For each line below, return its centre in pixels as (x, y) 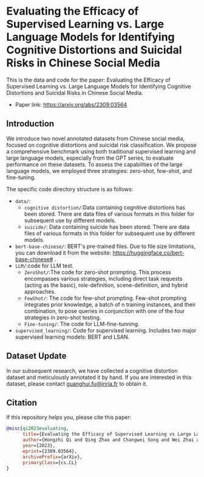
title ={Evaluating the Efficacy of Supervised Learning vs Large (107, 434)
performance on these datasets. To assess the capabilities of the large (94, 164)
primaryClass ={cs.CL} (50, 462)
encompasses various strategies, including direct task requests (103, 278)
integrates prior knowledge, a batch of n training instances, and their (110, 304)
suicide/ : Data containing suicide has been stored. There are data (107, 227)
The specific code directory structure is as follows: (70, 189)
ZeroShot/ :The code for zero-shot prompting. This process (97, 272)
